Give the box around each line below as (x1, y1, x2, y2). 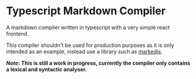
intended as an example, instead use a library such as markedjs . (6, 48, 163, 55)
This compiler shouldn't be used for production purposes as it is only (6, 42, 175, 49)
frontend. (6, 30, 29, 37)
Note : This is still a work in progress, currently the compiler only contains (6, 59, 191, 67)
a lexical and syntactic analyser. (6, 65, 87, 72)
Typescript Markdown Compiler (6, 4, 166, 18)
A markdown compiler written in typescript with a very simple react (6, 24, 170, 31)
